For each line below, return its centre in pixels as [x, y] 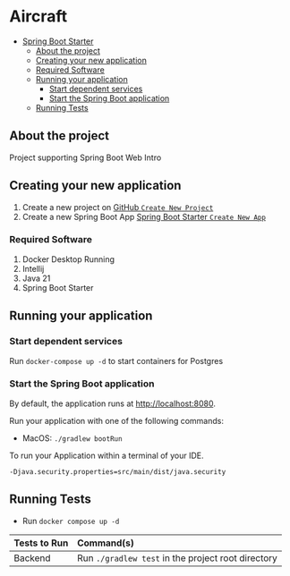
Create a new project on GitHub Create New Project [118, 207]
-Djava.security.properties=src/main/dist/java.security [118, 471]
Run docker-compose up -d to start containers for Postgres [116, 360]
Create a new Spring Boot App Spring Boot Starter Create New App [144, 216]
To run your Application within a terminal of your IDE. [107, 455]
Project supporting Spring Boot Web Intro [85, 157]
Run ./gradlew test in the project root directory [177, 558]
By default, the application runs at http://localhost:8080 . [113, 403]
